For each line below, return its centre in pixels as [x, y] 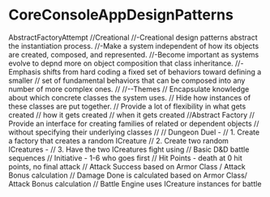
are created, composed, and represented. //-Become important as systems [134, 54]
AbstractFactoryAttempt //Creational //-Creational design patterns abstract [133, 37]
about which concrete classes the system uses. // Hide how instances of [130, 97]
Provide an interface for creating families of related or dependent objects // [134, 123]
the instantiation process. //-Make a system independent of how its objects [134, 45]
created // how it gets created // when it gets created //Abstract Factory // [132, 114]
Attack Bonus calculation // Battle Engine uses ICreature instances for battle [135, 183]
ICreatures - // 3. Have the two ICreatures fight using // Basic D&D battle [129, 149]
